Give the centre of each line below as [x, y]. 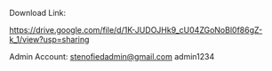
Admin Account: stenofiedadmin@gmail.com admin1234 [112, 56]
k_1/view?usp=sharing [49, 39]
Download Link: [38, 13]
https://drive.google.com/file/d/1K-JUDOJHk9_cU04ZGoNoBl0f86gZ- [136, 30]
